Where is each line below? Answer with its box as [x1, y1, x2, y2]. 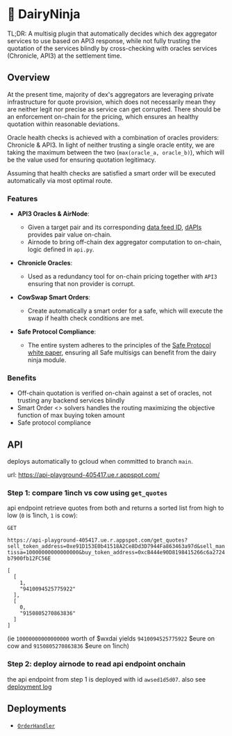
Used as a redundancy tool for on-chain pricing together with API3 [27, 272, 217, 281]
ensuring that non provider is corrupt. [27, 280, 135, 288]
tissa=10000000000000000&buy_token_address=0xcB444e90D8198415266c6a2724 [7, 549, 226, 556]
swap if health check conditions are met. [27, 314, 144, 322]
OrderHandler [17, 722, 56, 730]
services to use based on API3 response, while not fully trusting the [7, 36, 201, 45]
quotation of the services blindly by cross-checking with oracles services [7, 44, 217, 52]
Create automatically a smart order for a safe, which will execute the [27, 306, 224, 315]
